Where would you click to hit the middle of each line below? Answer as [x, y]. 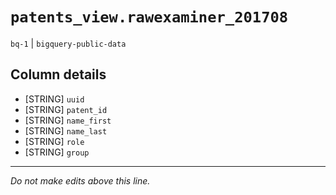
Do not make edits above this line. [80, 180]
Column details [58, 74]
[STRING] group [57, 152]
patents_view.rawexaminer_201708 [149, 17]
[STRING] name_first [68, 120]
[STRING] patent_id [66, 109]
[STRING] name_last [66, 130]
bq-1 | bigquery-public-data [68, 43]
